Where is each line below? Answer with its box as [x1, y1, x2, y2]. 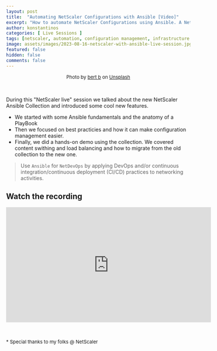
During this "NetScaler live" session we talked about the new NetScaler [6, 96, 178, 103]
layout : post [6, 8, 38, 15]
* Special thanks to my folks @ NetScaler [6, 339, 98, 345]
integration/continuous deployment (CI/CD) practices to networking [20, 168, 184, 175]
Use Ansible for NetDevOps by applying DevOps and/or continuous [20, 162, 180, 169]
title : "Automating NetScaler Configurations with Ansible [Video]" [6, 14, 180, 20]
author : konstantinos [6, 25, 59, 31]
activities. [20, 174, 44, 181]
